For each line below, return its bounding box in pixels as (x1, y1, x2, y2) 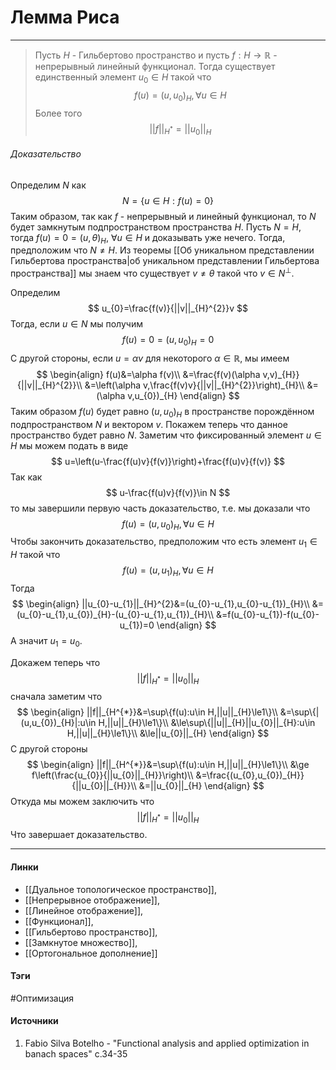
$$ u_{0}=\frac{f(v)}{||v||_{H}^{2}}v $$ (88, 302, 248, 314)
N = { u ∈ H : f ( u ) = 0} (122, 194, 214, 206)
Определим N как (10, 179, 87, 191)
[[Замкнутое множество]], (24, 936, 138, 948)
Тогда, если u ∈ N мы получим (10, 317, 143, 330)
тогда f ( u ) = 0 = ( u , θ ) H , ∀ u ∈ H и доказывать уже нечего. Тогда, (10, 231, 286, 246)
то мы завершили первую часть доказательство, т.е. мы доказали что (10, 502, 311, 514)
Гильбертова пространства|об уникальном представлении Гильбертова (10, 255, 320, 267)
